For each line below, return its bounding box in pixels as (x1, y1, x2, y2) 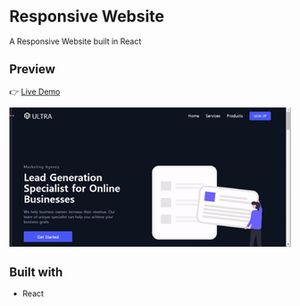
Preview (9, 62, 56, 77)
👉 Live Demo (9, 86, 61, 97)
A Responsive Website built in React (9, 36, 142, 47)
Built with (9, 264, 63, 279)
